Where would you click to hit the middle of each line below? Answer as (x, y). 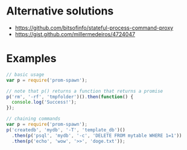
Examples (31, 59)
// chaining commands (33, 119)
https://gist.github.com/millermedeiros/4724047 (75, 34)
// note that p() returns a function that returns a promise (85, 91)
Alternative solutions (60, 11)
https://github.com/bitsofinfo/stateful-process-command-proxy (94, 28)
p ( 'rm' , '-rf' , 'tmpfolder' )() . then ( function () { (70, 97)
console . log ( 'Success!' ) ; (44, 102)
